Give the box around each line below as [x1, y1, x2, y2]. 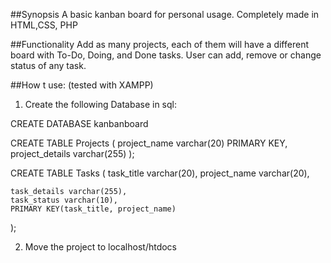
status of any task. [10, 60, 87, 71]
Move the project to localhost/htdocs [24, 241, 178, 253]
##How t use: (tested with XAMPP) [10, 79, 154, 91]
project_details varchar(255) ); [10, 148, 135, 159]
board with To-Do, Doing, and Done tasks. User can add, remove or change [10, 49, 322, 61]
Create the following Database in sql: [24, 99, 177, 110]
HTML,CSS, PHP [10, 19, 78, 31]
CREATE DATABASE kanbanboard [10, 118, 149, 129]
